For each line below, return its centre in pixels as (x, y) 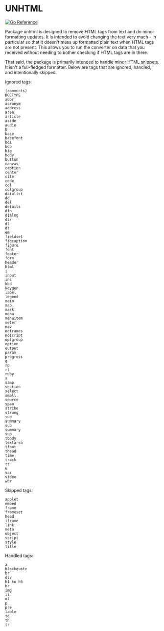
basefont (14, 138)
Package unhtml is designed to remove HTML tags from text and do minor (80, 31)
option (12, 344)
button (12, 159)
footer (12, 254)
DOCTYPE (13, 95)
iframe (12, 521)
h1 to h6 (14, 581)
